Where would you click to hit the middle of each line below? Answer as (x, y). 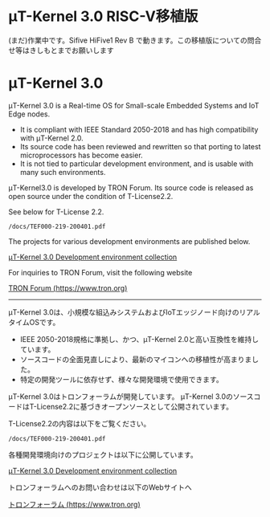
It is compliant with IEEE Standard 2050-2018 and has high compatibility (139, 129)
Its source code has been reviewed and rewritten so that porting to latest (140, 146)
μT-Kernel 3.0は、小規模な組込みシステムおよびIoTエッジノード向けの (124, 312)
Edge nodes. (29, 114)
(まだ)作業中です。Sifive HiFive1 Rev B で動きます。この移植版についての (128, 40)
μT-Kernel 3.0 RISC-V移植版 (103, 16)
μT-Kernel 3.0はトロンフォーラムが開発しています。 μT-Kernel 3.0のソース (131, 396)
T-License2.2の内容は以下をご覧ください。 (80, 423)
